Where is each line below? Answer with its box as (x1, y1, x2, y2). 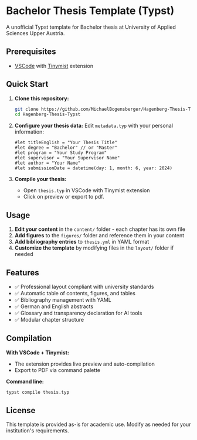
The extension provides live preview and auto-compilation (14, 360, 155, 367)
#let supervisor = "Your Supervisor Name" (14, 155, 120, 161)
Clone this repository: (14, 95, 69, 102)
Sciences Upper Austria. (6, 29, 65, 36)
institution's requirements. (6, 427, 69, 434)
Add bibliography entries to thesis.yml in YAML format (14, 238, 150, 245)
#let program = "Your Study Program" (14, 150, 107, 156)
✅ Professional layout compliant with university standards (14, 283, 154, 290)
